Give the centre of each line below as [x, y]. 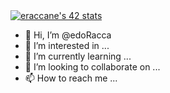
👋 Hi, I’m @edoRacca [68, 35]
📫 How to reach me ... [71, 78]
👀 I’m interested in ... [67, 45]
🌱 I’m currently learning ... [78, 56]
